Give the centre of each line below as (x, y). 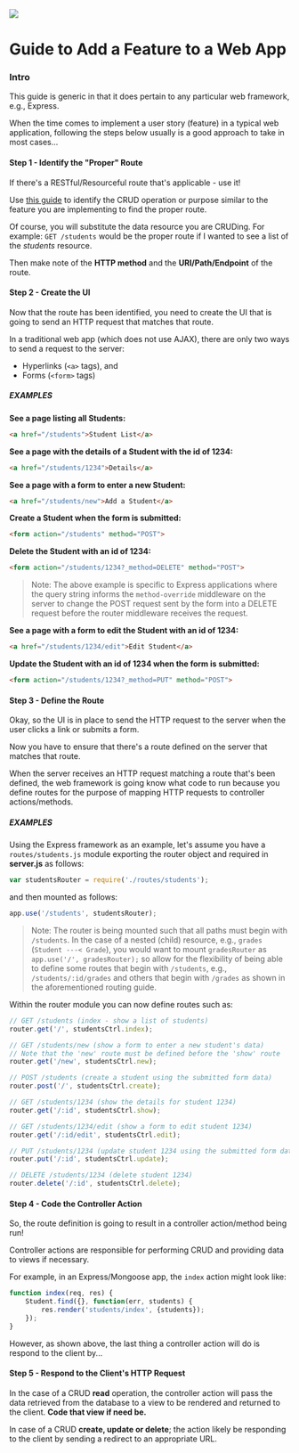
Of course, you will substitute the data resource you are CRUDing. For (137, 226)
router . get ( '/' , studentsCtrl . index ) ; (81, 1029)
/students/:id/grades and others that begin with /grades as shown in (158, 977)
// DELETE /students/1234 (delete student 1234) (101, 1175)
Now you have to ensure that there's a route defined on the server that (138, 747)
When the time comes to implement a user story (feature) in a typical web (144, 123)
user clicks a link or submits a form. (74, 730)
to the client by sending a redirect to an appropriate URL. (113, 1439)
